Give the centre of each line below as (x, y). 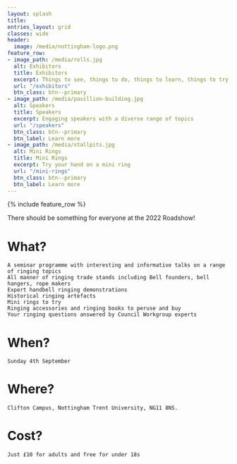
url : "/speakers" (39, 125)
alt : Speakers (34, 106)
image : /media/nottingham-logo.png (66, 47)
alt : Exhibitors (37, 66)
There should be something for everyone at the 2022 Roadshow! (101, 218)
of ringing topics (34, 271)
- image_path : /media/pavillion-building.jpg (75, 99)
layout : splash (30, 14)
